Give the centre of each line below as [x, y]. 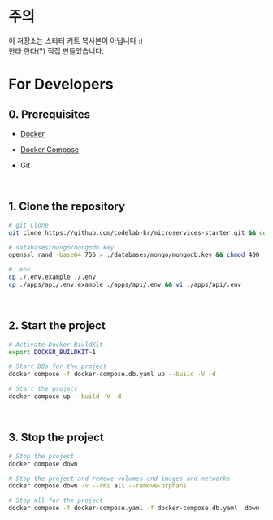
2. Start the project [57, 326]
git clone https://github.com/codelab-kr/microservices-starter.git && [132, 232]
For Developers [61, 84]
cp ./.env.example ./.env [52, 277]
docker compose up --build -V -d [65, 396]
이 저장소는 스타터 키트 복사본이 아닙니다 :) [76, 41]
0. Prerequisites [50, 114]
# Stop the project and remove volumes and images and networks [119, 479]
